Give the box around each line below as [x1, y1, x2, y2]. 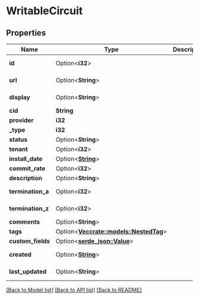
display [9, 93, 31, 101]
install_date [9, 155, 43, 163]
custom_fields [9, 237, 50, 245]
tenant [9, 145, 28, 153]
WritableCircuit [6, 4, 83, 18]
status [9, 135, 28, 144]
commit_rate [9, 164, 46, 173]
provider [9, 116, 34, 124]
